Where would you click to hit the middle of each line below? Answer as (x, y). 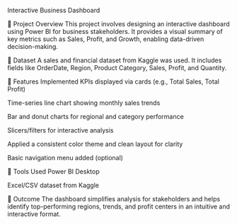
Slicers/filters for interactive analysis (60, 130)
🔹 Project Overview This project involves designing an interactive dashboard (118, 24)
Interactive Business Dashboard (54, 10)
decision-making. (33, 46)
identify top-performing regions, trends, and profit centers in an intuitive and (119, 206)
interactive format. (34, 214)
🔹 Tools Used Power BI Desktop (54, 172)
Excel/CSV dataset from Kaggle (53, 185)
